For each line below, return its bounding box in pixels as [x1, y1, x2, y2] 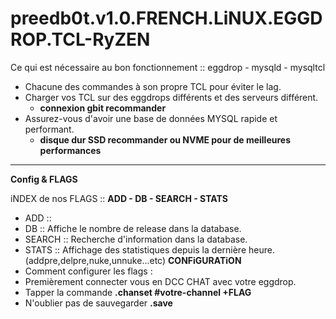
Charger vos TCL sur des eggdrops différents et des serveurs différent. [24, 91, 319, 103]
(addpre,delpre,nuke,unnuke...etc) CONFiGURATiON [24, 254, 242, 266]
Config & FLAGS [10, 173, 78, 185]
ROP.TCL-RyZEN [10, 28, 151, 51]
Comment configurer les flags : [24, 265, 153, 277]
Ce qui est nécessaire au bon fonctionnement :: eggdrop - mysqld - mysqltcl [10, 61, 326, 73]
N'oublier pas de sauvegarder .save [24, 297, 173, 309]
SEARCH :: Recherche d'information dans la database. [24, 233, 248, 245]
